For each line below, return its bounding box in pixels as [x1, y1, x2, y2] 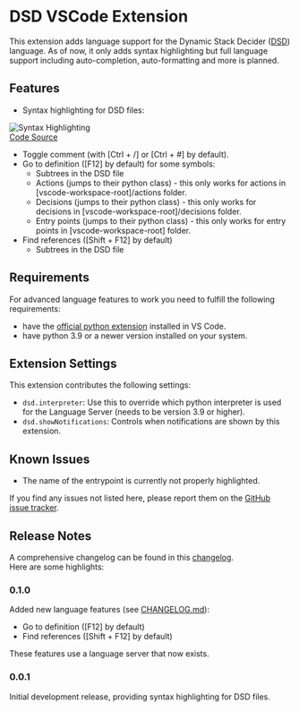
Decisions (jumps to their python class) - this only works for [35, 196, 257, 207]
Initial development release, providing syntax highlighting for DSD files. [9, 691, 271, 702]
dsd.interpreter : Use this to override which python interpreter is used [21, 397, 282, 408]
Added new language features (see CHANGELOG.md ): [9, 604, 210, 615]
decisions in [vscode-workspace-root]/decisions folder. [35, 206, 242, 217]
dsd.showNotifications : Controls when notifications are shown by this [21, 416, 280, 427]
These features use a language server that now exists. [9, 648, 209, 659]
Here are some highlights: [9, 561, 105, 572]
